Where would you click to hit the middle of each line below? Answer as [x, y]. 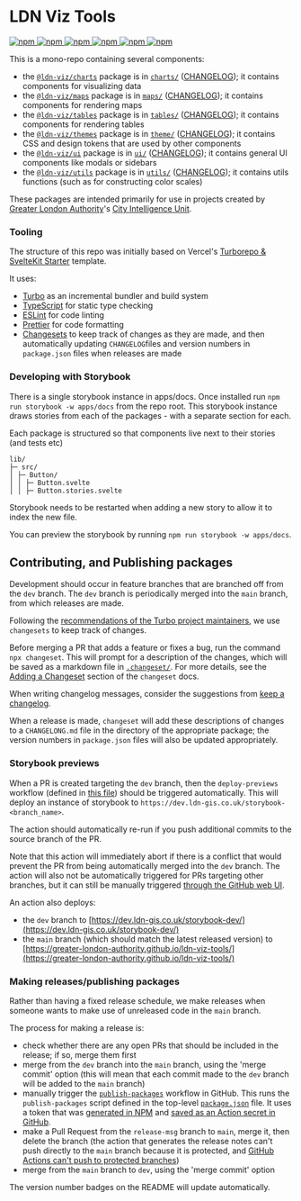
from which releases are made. [66, 603]
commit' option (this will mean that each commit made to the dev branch [155, 1074]
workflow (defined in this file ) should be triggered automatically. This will [144, 792]
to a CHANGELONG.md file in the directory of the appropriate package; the [139, 730]
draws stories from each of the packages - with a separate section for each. [150, 415]
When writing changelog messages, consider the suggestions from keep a [147, 694]
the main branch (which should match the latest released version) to [147, 939]
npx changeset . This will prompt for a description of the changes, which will [148, 657]
